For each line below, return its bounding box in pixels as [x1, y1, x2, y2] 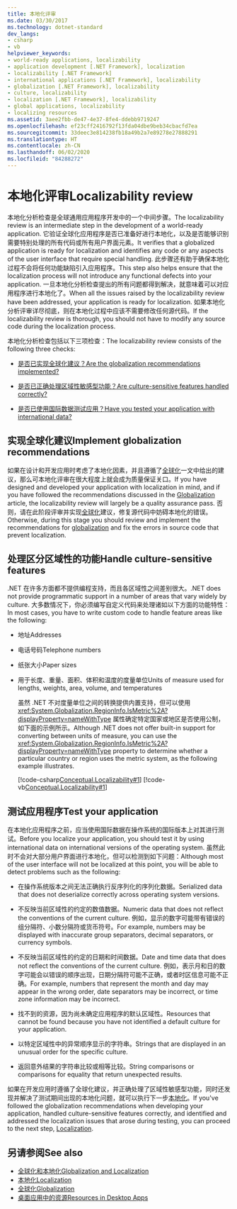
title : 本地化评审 [7, 10, 57, 18]
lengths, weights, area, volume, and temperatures [17, 684, 163, 692]
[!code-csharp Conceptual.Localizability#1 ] [17, 776, 142, 784]
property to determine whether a [112, 747, 208, 755]
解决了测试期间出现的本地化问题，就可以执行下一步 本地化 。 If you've [19, 1093, 219, 1103]
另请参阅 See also [7, 1147, 83, 1159]
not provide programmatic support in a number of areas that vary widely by [7, 592, 227, 601]
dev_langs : [7, 30, 40, 38]
